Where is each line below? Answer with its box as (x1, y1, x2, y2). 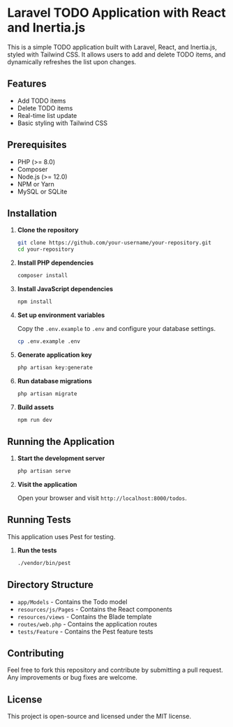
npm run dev (17, 416, 52, 423)
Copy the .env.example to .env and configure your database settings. (17, 324, 216, 332)
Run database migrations (17, 376, 92, 385)
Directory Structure (7, 579, 94, 591)
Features (7, 78, 47, 90)
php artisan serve (17, 468, 71, 475)
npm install (17, 298, 52, 305)
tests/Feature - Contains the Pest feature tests (17, 627, 153, 636)
